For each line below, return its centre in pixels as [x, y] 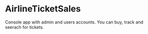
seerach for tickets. [24, 27]
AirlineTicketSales [43, 9]
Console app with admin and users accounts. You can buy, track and [74, 22]
